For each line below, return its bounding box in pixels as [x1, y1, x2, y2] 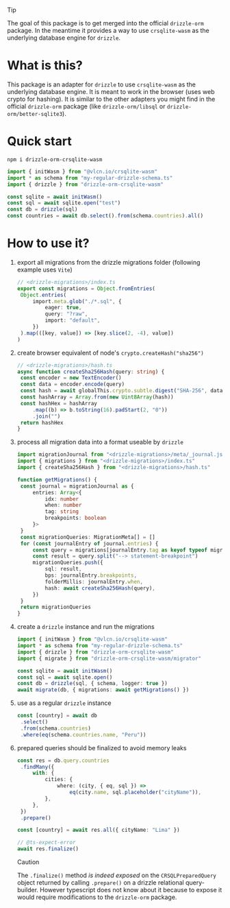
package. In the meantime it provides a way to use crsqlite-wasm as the [7, 27, 210, 34]
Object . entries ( [20, 291, 67, 298]
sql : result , [44, 566, 82, 573]
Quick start [7, 134, 72, 150]
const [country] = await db [16, 713, 97, 719]
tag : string [44, 508, 79, 515]
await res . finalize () [16, 846, 79, 852]
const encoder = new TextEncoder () [20, 374, 122, 381]
